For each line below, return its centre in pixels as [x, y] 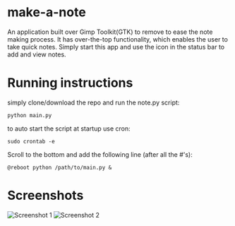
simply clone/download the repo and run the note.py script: [94, 102]
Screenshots [46, 196]
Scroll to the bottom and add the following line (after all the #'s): [100, 154]
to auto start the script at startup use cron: [69, 129]
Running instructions [70, 83]
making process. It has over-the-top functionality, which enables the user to [117, 39]
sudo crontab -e [31, 141]
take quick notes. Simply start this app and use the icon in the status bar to [116, 47]
